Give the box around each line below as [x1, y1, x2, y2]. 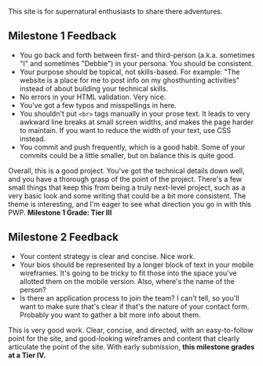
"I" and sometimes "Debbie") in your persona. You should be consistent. [19, 58, 254, 68]
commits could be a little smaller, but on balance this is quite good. [19, 150, 236, 160]
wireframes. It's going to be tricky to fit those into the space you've [19, 268, 237, 278]
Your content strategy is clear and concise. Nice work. [19, 251, 195, 261]
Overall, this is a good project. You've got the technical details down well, [8, 165, 245, 176]
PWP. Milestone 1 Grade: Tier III [8, 208, 112, 217]
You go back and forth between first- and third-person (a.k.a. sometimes [19, 50, 255, 60]
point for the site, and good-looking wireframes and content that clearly [8, 334, 240, 343]
